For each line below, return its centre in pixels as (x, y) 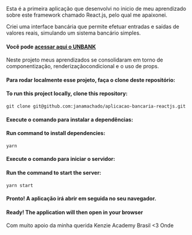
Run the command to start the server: (54, 172)
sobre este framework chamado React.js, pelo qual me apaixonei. (87, 15)
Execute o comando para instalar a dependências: (70, 120)
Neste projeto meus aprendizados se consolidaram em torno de (85, 60)
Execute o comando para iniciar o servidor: (61, 159)
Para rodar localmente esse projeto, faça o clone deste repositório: (91, 80)
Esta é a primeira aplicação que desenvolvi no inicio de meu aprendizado (96, 9)
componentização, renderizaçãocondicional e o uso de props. (83, 66)
